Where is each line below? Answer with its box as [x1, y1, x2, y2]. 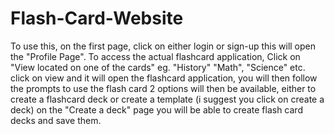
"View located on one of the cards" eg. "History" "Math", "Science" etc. [10, 61, 306, 73]
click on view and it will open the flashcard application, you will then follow [10, 72, 318, 84]
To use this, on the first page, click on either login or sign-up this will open [10, 40, 317, 52]
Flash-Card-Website [10, 7, 184, 30]
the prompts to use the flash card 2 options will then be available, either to [10, 82, 317, 94]
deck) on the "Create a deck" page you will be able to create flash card [10, 103, 303, 116]
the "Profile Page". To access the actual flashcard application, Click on [10, 50, 301, 62]
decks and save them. [10, 114, 102, 126]
